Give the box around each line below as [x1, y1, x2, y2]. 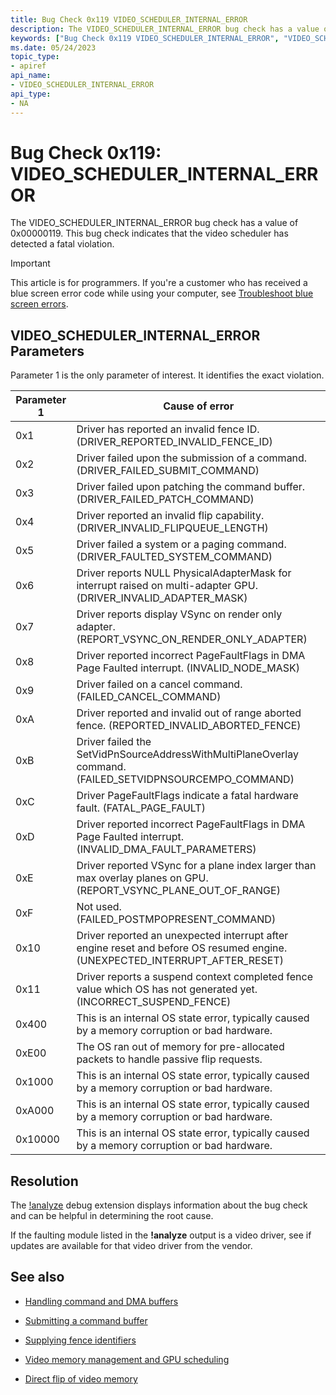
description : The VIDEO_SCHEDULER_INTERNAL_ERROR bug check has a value [10, 24, 320, 34]
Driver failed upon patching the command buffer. [76, 480, 306, 494]
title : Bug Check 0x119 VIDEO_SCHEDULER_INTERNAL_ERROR [10, 14, 248, 25]
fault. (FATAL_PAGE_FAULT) [76, 801, 206, 815]
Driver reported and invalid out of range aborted [76, 706, 302, 720]
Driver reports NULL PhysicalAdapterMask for [76, 566, 292, 580]
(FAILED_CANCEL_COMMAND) [76, 690, 222, 704]
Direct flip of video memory [24, 1372, 138, 1385]
